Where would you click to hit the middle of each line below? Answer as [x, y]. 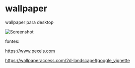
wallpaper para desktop [29, 22]
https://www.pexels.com [30, 51]
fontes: [12, 41]
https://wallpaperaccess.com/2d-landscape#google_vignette [67, 60]
